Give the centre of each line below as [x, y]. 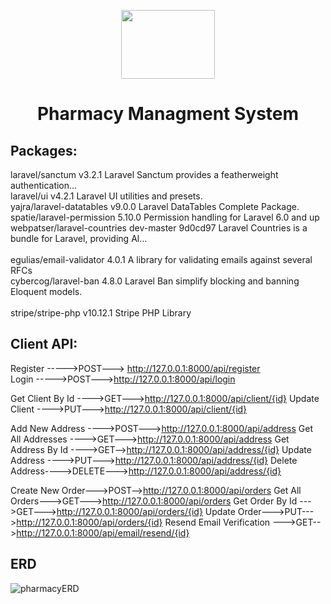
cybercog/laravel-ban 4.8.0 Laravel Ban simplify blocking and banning [155, 281]
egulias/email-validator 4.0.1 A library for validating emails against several [161, 259]
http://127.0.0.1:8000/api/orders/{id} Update [146, 511]
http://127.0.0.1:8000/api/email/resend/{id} [103, 532]
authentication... [44, 185]
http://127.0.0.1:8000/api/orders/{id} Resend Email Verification [143, 522]
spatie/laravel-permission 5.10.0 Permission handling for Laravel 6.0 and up [165, 217]
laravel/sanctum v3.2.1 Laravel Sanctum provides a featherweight [144, 174]
